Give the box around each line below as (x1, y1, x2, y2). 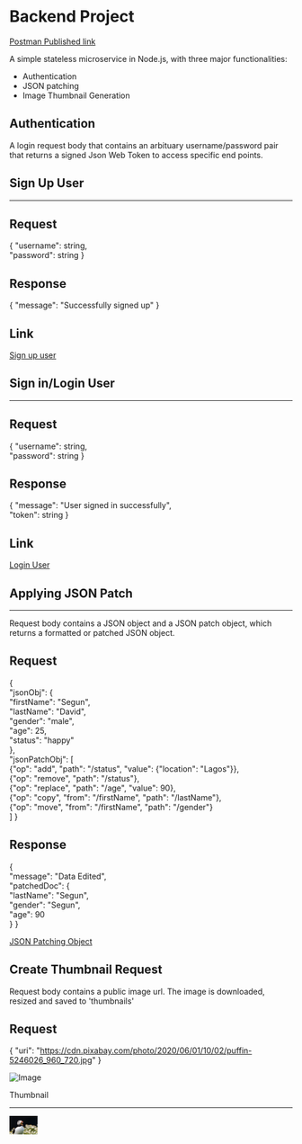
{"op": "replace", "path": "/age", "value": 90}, (9, 782, 176, 793)
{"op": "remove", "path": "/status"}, (9, 773, 140, 783)
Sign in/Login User (9, 376, 115, 391)
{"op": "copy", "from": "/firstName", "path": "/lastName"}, (9, 791, 222, 802)
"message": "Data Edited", (9, 871, 107, 881)
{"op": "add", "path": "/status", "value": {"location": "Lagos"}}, (9, 763, 240, 774)
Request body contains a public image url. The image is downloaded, (9, 986, 265, 997)
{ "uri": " (9, 1045, 40, 1056)
